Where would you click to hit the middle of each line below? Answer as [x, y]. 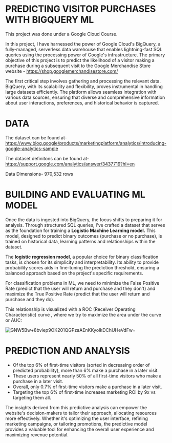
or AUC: [14, 320]
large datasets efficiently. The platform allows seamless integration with [81, 92]
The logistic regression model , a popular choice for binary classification [82, 257]
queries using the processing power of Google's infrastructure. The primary [85, 55]
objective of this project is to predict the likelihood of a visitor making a [80, 60]
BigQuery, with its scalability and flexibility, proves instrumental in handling [84, 86]
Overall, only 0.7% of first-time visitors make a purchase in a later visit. [87, 387]
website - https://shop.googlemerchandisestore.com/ [62, 71]
